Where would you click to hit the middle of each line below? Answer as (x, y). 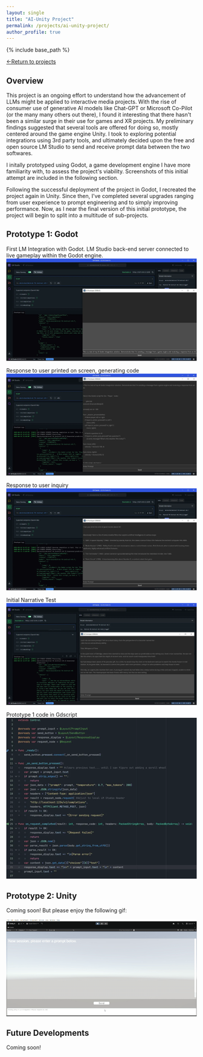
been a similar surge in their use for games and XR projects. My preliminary (100, 121)
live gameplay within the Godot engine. (55, 255)
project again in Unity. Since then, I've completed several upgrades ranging (100, 196)
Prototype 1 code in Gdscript (42, 715)
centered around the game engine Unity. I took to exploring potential (91, 134)
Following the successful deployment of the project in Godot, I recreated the (101, 190)
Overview (25, 81)
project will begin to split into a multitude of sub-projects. (78, 216)
